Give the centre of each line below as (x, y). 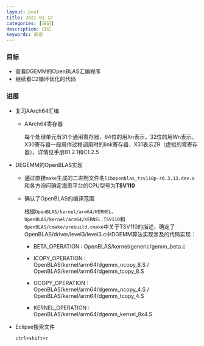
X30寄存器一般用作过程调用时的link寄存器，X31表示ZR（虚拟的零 (106, 144)
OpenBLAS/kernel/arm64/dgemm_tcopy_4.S (89, 295)
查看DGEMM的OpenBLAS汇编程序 (58, 71)
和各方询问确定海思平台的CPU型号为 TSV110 (79, 185)
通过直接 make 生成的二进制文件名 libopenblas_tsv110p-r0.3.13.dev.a (109, 178)
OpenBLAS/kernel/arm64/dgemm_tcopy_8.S (89, 271)
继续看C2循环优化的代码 (45, 79)
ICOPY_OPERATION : (59, 258)
